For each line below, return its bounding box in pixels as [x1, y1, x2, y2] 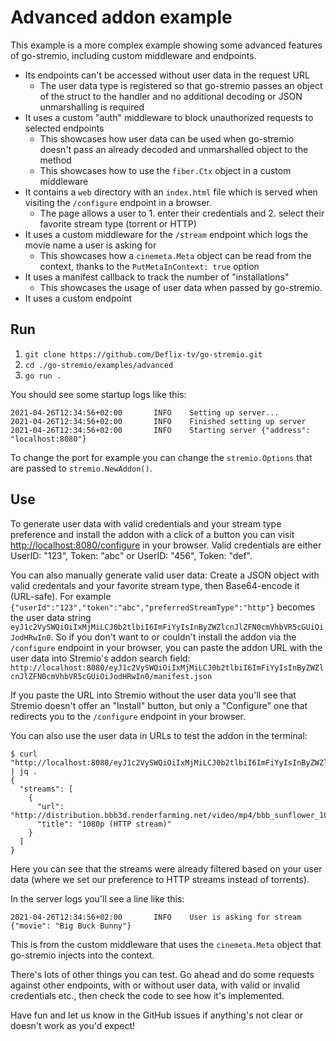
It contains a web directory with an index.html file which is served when [24, 186, 318, 198]
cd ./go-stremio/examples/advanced [24, 360, 174, 370]
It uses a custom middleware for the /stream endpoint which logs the [24, 228, 309, 240]
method [39, 154, 72, 166]
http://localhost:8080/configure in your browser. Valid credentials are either [10, 539, 322, 551]
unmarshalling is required [39, 101, 145, 113]
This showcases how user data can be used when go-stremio [39, 132, 295, 145]
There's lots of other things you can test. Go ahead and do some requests [10, 968, 315, 980]
